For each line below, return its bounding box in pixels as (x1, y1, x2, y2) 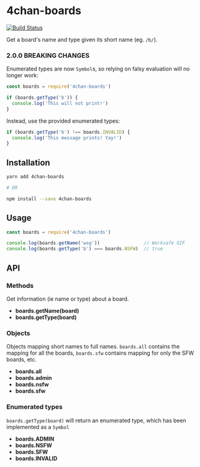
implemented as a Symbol (6, 423, 69, 430)
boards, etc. (6, 356, 37, 363)
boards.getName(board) (15, 307, 80, 314)
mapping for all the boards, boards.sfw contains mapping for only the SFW (6, 349, 194, 357)
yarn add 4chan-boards (6, 174, 64, 180)
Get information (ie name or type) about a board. (6, 295, 129, 303)
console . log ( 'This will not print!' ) (12, 100, 109, 106)
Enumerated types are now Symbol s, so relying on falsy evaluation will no (6, 65, 190, 72)
